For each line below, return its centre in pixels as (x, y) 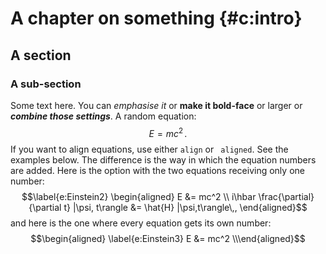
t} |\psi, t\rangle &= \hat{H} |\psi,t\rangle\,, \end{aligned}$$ (185, 207)
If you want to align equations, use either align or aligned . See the (149, 149)
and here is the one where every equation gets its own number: (141, 223)
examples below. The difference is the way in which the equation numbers (163, 159)
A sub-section (46, 84)
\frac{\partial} (286, 196)
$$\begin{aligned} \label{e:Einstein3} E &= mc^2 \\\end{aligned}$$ (168, 238)
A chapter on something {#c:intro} (156, 18)
